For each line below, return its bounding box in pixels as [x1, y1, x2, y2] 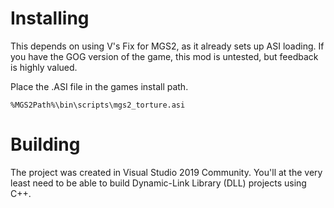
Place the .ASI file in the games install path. [10, 80, 189, 92]
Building [10, 133, 81, 156]
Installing [10, 7, 90, 30]
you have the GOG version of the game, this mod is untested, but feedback [10, 50, 319, 62]
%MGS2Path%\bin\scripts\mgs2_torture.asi [10, 100, 186, 110]
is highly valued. [10, 61, 78, 73]
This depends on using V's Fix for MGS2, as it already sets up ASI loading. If [10, 40, 325, 52]
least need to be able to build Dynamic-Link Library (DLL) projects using [10, 177, 307, 189]
